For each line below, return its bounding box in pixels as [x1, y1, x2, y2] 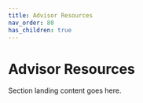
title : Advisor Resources [8, 11, 93, 20]
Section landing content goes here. [8, 86, 122, 95]
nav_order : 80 [8, 19, 55, 27]
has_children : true [8, 26, 72, 34]
